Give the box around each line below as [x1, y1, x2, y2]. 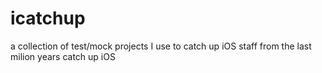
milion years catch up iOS [10, 50, 116, 62]
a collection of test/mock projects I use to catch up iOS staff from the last [10, 40, 312, 52]
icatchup [10, 7, 86, 30]
